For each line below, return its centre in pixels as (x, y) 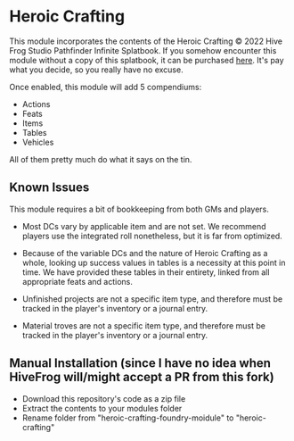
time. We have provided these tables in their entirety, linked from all (146, 272)
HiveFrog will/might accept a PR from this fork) (142, 377)
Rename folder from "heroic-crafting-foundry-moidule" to (128, 418)
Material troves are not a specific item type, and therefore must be (143, 325)
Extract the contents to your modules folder (102, 408)
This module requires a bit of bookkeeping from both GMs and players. (139, 209)
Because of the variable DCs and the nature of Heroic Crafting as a (145, 253)
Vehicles (38, 142)
